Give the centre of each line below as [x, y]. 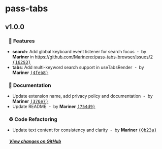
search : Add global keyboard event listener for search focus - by [79, 51]
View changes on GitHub [35, 142]
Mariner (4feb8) [30, 73]
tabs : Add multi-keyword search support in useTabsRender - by [78, 67]
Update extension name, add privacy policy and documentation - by [82, 96]
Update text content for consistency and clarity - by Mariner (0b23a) [84, 130]
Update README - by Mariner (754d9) [54, 107]
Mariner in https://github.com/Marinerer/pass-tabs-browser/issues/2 [82, 57]
